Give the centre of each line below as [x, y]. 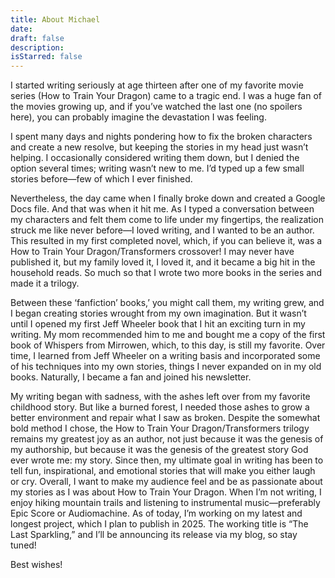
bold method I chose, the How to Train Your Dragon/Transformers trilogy [160, 428]
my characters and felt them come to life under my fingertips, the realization [167, 220]
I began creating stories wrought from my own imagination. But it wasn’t [158, 313]
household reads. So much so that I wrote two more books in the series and [166, 273]
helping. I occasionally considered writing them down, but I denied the [155, 158]
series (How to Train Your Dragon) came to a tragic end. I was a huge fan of [166, 96]
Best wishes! [36, 565]
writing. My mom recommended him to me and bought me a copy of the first [168, 335]
